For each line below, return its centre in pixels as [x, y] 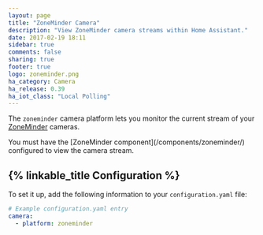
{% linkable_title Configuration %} [94, 175]
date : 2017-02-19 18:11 [47, 37]
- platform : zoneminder [54, 223]
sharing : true [31, 60]
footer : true [30, 67]
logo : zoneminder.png [44, 74]
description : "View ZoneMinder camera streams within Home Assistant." [128, 30]
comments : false [35, 52]
